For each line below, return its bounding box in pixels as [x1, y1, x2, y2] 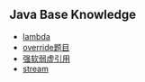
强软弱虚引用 [22, 53, 70, 64]
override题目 [22, 41, 70, 52]
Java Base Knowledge [9, 7, 137, 23]
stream [22, 63, 50, 74]
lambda [22, 31, 51, 41]
